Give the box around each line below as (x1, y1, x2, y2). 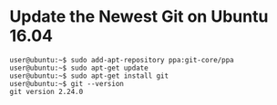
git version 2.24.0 (9, 87, 84, 96)
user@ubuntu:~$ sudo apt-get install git (9, 71, 169, 81)
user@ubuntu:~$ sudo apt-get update (9, 63, 149, 72)
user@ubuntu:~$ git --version (9, 79, 125, 88)
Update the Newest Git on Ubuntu (9, 6, 269, 27)
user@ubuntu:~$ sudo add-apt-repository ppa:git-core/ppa (9, 55, 234, 64)
